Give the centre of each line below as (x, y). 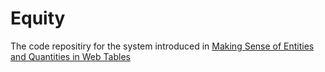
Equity (38, 18)
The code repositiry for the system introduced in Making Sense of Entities (162, 46)
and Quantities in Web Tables (70, 56)
